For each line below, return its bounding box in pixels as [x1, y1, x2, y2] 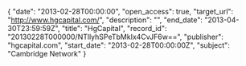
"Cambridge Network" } [7, 49, 87, 58]
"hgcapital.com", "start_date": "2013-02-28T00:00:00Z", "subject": [7, 41, 230, 50]
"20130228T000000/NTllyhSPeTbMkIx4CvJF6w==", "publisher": [7, 32, 224, 41]
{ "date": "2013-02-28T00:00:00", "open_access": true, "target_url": [7, 7, 234, 16]
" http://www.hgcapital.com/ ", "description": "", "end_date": [7, 15, 203, 25]
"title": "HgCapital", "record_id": [61, 24, 167, 33]
